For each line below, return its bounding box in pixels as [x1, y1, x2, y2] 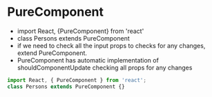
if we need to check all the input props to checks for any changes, [17, 41, 206, 50]
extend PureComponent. [17, 49, 88, 57]
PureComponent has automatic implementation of [17, 56, 159, 64]
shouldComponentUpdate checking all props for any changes [17, 63, 193, 72]
